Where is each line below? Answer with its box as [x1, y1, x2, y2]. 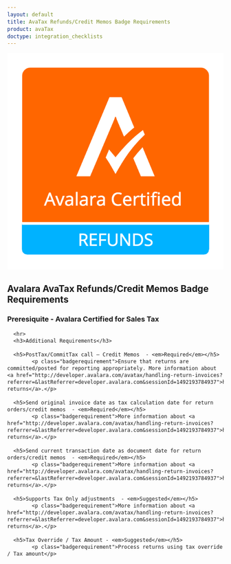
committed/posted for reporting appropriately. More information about [7, 365, 217, 372]
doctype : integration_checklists [7, 33, 103, 40]
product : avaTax [7, 25, 54, 32]
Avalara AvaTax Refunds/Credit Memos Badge [7, 282, 209, 295]
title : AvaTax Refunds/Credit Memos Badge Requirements [7, 18, 170, 25]
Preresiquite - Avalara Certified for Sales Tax [7, 314, 159, 324]
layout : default [7, 11, 54, 18]
